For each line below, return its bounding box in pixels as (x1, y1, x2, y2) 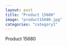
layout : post (5, 7, 33, 13)
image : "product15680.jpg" (5, 17, 62, 22)
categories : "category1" (5, 21, 58, 27)
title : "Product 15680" (5, 12, 56, 17)
